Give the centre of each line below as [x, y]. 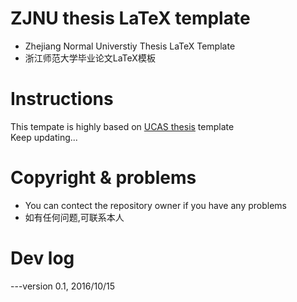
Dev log [42, 258]
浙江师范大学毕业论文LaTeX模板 [90, 58]
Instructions [62, 99]
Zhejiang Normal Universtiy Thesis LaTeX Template [130, 46]
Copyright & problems [103, 178]
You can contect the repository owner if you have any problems [155, 205]
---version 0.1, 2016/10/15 [63, 286]
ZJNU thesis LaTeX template [130, 18]
